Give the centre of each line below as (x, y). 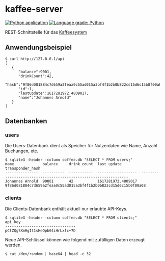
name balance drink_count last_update (63, 164)
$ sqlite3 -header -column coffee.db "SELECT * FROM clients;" (71, 218)
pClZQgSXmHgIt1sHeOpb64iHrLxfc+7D (41, 231)
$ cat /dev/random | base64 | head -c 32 (48, 254)
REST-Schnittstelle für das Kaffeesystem (46, 32)
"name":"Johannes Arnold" (44, 97)
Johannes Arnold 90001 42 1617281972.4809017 (71, 182)
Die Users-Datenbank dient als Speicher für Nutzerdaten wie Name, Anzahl (81, 146)
